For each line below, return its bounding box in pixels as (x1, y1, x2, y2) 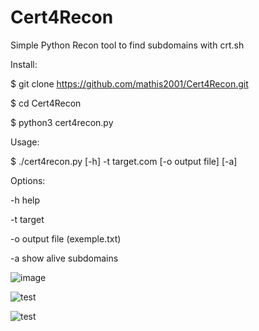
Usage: (10, 136, 40, 148)
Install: (10, 58, 38, 70)
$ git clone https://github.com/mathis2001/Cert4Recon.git (10, 77, 249, 90)
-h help (10, 194, 41, 206)
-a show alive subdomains (10, 252, 119, 264)
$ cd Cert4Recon (10, 97, 82, 109)
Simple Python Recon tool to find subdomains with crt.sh (10, 39, 245, 51)
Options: (10, 174, 46, 186)
